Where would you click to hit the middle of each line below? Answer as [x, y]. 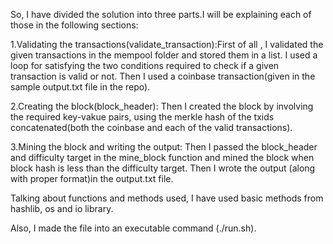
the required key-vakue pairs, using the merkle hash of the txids [142, 117]
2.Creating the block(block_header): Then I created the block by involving [162, 106]
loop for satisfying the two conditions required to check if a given [145, 65]
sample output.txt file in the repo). [80, 87]
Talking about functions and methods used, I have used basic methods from [167, 198]
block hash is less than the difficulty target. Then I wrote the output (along [163, 168]
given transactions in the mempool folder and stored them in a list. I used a [164, 55]
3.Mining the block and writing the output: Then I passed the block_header [164, 147]
